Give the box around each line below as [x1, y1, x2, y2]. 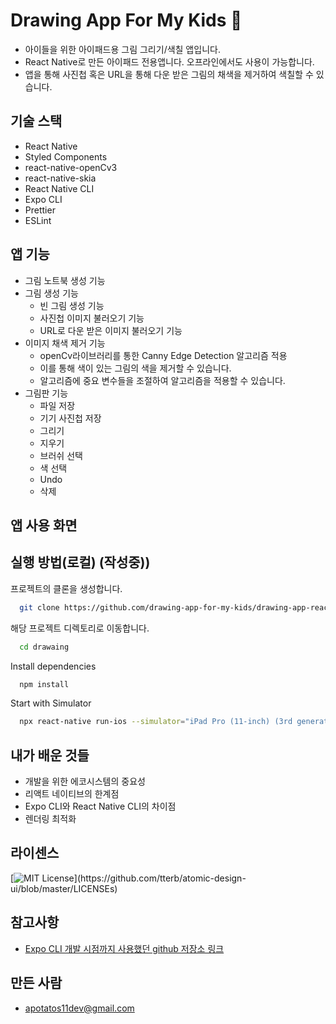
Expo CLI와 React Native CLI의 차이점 [24, 800, 177, 813]
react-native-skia [24, 172, 97, 184]
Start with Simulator [10, 697, 92, 709]
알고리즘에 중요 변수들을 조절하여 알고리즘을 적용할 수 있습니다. [39, 374, 286, 386]
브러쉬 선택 [39, 449, 83, 461]
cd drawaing [19, 642, 70, 652]
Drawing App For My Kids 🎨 [10, 9, 243, 32]
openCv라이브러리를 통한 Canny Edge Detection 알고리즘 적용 [39, 349, 288, 361]
